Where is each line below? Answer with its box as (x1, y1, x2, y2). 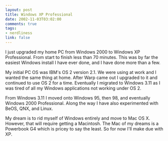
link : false (5, 35, 30, 40)
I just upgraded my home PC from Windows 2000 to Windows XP (5, 48, 140, 55)
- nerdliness (5, 30, 33, 35)
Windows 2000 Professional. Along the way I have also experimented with (5, 100, 159, 106)
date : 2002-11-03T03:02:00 (5, 16, 62, 21)
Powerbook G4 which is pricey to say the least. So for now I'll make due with (5, 125, 163, 131)
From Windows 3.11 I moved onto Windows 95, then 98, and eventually (5, 94, 150, 100)
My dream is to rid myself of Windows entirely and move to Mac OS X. (5, 115, 150, 121)
